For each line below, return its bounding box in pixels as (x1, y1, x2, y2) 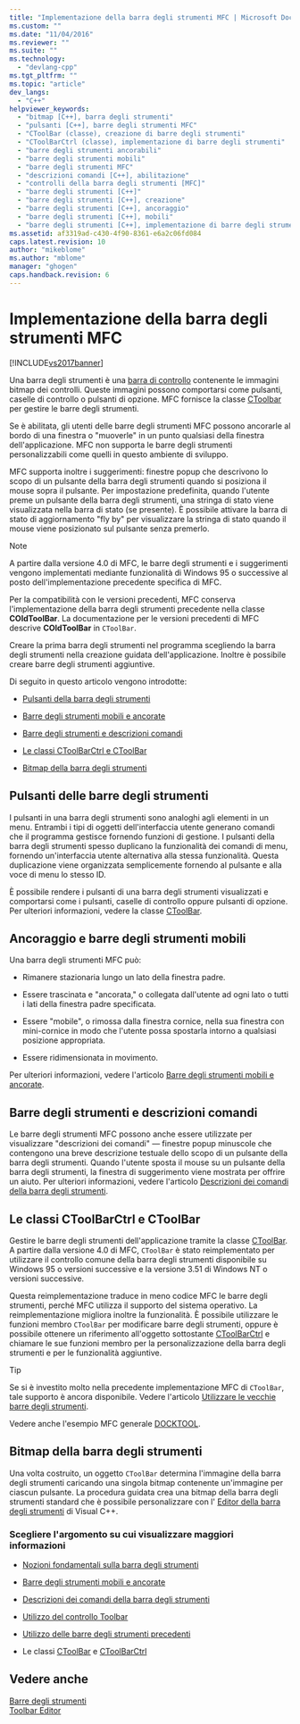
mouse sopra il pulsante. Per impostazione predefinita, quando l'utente (9, 485, 271, 496)
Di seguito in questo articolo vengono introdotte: (9, 676, 187, 687)
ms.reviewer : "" (9, 37, 70, 47)
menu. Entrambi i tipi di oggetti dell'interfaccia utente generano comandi (9, 821, 275, 832)
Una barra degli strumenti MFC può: (9, 954, 142, 965)
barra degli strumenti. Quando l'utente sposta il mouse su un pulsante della (9, 1157, 286, 1168)
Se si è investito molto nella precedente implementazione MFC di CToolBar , (9, 1381, 284, 1393)
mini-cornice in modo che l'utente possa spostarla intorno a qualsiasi (21, 1026, 277, 1037)
